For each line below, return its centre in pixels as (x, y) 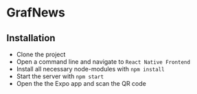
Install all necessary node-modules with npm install (91, 69)
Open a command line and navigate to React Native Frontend (103, 62)
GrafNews (36, 13)
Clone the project (41, 54)
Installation (31, 38)
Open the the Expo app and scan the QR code (81, 83)
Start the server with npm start (60, 76)
